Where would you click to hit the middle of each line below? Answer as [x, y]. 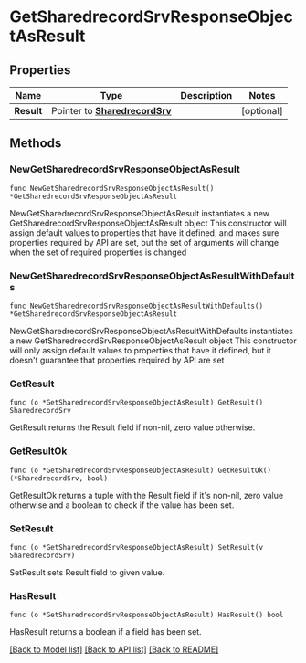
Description [206, 95]
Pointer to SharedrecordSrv [111, 111]
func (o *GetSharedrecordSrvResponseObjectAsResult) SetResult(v [136, 547]
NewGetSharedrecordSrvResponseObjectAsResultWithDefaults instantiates [152, 331]
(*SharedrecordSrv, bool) [58, 478]
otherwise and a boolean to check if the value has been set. [122, 505]
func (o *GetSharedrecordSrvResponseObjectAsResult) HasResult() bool [147, 615]
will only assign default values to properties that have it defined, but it [140, 350]
